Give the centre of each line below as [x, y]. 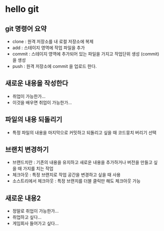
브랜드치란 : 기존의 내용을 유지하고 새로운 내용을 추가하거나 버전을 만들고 [82, 163]
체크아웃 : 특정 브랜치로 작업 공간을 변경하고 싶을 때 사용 [66, 175]
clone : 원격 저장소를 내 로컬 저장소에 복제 [53, 41]
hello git [22, 9]
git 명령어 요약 [26, 29]
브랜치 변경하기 [27, 150]
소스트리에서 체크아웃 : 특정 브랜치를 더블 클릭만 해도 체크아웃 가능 [76, 181]
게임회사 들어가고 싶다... [35, 224]
